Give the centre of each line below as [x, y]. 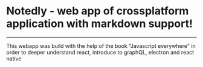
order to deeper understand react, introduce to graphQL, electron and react [100, 52]
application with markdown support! [100, 24]
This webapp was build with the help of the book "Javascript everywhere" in [101, 45]
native [14, 59]
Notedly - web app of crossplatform [98, 11]
